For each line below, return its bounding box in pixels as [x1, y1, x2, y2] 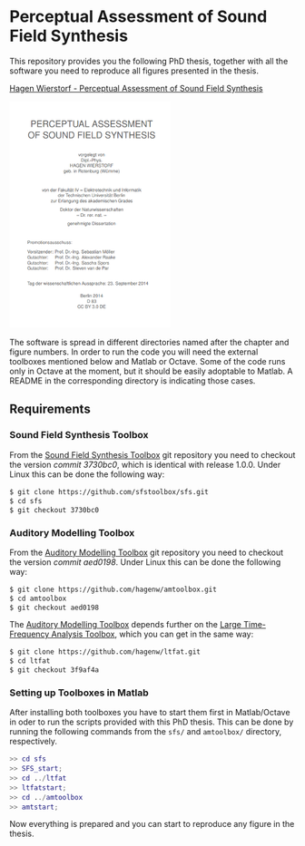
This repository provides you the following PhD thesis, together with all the [9, 55, 289, 66]
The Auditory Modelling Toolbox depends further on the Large [9, 618, 242, 629]
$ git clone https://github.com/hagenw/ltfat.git [9, 647, 202, 656]
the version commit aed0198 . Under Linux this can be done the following [9, 556, 281, 568]
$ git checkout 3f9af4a [9, 665, 100, 675]
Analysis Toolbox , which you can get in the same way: [51, 628, 254, 639]
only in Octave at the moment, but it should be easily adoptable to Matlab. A [9, 365, 293, 376]
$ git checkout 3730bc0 [9, 505, 100, 514]
